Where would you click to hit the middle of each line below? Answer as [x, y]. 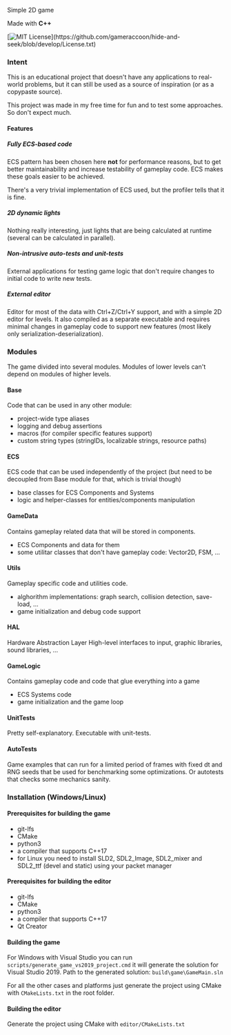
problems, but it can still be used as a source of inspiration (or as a [119, 84]
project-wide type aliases [53, 419]
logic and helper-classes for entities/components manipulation [106, 500]
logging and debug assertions [60, 426]
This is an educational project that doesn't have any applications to [102, 77]
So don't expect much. [39, 113]
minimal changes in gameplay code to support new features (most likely [109, 326]
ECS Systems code [44, 695]
